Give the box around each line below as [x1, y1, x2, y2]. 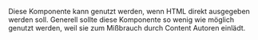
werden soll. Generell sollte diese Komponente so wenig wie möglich [8, 15, 235, 24]
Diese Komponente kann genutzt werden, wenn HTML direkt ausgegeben [8, 7, 250, 16]
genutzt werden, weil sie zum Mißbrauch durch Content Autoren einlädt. [8, 24, 246, 32]
